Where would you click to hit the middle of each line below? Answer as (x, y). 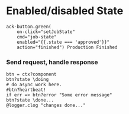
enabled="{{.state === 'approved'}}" (63, 42)
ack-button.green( (29, 27)
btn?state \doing (28, 80)
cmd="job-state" (37, 37)
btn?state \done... (30, 100)
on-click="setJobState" (46, 32)
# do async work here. (34, 85)
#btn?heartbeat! (26, 90)
